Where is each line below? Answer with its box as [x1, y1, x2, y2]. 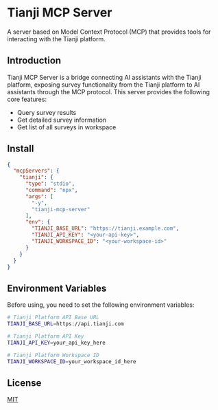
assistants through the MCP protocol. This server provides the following [7, 87, 210, 96]
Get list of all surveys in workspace [16, 122, 117, 131]
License [7, 377, 42, 389]
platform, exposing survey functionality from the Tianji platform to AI [7, 80, 200, 89]
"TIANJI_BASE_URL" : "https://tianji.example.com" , [32, 225, 180, 232]
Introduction [7, 55, 62, 67]
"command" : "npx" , [25, 187, 78, 194]
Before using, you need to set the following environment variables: [7, 301, 195, 309]
